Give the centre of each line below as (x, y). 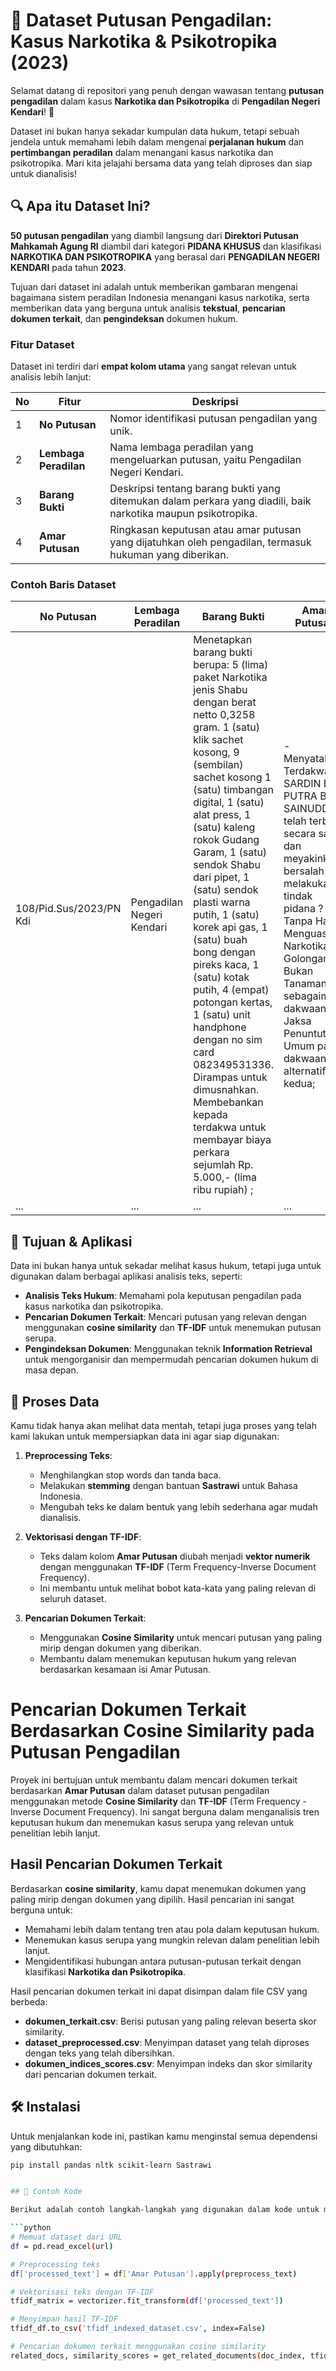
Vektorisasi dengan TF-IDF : (83, 1536)
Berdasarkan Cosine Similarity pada (162, 1731)
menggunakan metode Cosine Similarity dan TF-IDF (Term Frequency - (158, 1801)
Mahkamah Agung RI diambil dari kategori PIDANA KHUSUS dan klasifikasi (166, 246)
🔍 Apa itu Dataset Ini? (80, 206)
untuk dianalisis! (43, 173)
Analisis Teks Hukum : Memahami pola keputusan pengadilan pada (163, 1296)
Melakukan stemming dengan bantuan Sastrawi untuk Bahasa (168, 1485)
